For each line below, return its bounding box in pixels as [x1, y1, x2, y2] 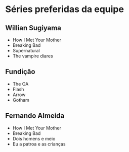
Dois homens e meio [12, 135, 56, 141]
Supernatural [12, 48, 40, 53]
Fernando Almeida [5, 112, 65, 120]
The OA [12, 81, 29, 87]
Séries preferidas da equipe [5, 4, 124, 15]
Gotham [12, 97, 29, 103]
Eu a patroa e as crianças [12, 141, 66, 147]
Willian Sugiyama [5, 24, 62, 32]
